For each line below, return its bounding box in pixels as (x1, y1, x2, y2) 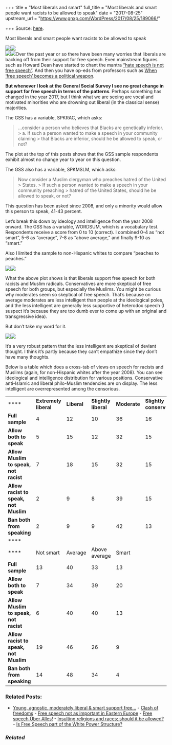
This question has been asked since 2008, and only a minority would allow (5, 203, 163, 209)
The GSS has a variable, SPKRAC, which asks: (5, 115, 102, 120)
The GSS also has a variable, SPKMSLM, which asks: (5, 167, 117, 172)
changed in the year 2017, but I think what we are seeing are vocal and (5, 94, 154, 100)
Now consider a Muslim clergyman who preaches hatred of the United (17, 176, 166, 182)
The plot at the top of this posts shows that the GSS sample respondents (5, 151, 159, 157)
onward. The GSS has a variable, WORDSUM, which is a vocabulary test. (5, 224, 159, 229)
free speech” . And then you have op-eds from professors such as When (5, 67, 157, 74)
